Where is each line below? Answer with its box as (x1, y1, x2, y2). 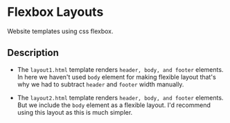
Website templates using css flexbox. (7, 27, 114, 35)
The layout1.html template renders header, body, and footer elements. (17, 65, 224, 73)
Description (7, 47, 59, 59)
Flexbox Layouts (7, 4, 104, 20)
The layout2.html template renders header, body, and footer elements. (17, 93, 224, 102)
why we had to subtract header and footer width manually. (17, 80, 184, 88)
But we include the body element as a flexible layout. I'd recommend (17, 101, 211, 109)
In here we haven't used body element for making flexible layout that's (17, 73, 216, 81)
